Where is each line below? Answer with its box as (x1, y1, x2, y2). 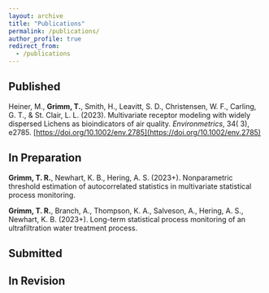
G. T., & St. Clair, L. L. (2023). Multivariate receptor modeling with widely (8, 110, 251, 120)
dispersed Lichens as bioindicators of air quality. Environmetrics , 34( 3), (8, 119, 250, 129)
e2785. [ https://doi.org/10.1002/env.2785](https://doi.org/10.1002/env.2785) (8, 127, 262, 137)
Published (8, 80, 61, 94)
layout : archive (8, 11, 63, 20)
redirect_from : (8, 42, 60, 50)
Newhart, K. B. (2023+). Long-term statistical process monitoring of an (8, 214, 246, 224)
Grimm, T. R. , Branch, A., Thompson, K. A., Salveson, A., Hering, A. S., (8, 205, 244, 216)
